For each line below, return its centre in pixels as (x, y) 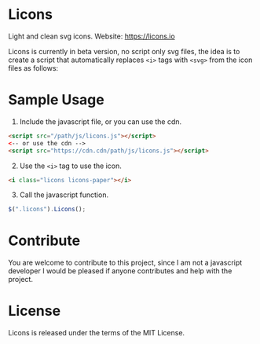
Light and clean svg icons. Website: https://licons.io (92, 36)
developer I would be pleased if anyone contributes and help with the (120, 271)
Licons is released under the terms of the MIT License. (97, 333)
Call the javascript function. (64, 195)
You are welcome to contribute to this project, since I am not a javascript (125, 263)
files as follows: (33, 68)
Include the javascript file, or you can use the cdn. (101, 121)
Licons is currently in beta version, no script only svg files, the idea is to (124, 51)
